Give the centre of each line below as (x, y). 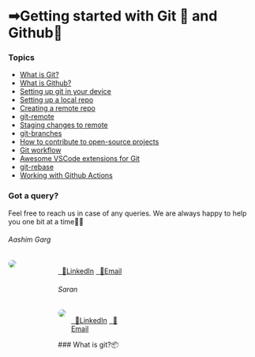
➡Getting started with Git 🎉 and (113, 16)
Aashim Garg (30, 239)
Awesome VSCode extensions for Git (80, 159)
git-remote (37, 117)
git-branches (41, 133)
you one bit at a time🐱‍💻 (46, 221)
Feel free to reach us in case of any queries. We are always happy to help (127, 213)
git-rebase (36, 167)
